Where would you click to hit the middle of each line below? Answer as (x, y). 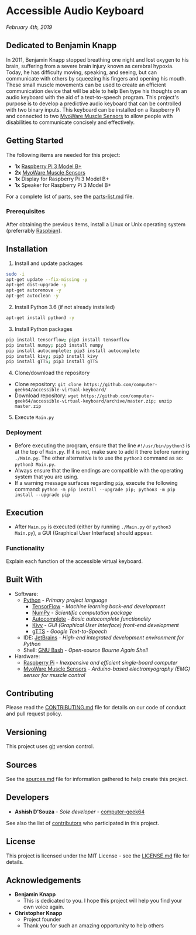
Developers (27, 797)
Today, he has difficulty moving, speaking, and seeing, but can (82, 72)
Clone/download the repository (52, 373)
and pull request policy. (34, 714)
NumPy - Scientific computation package (82, 612)
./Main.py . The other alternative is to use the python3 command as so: (99, 458)
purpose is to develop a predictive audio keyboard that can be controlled (94, 103)
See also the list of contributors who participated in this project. (83, 823)
